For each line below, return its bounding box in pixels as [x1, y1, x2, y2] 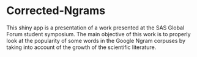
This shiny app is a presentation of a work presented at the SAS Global [6, 24, 185, 31]
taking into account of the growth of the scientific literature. [6, 44, 157, 51]
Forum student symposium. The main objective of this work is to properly [6, 30, 191, 37]
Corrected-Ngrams [6, 4, 106, 18]
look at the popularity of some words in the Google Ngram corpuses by [6, 37, 185, 44]
